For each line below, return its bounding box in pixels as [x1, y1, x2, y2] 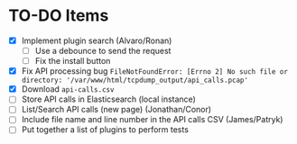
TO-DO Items [8, 5, 109, 26]
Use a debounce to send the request [34, 46, 172, 56]
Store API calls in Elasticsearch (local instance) [21, 94, 196, 104]
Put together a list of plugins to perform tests [21, 124, 189, 135]
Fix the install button [34, 56, 111, 67]
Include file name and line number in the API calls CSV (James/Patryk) [21, 114, 283, 125]
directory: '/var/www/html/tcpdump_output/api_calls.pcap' [21, 76, 249, 85]
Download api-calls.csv [21, 84, 115, 94]
